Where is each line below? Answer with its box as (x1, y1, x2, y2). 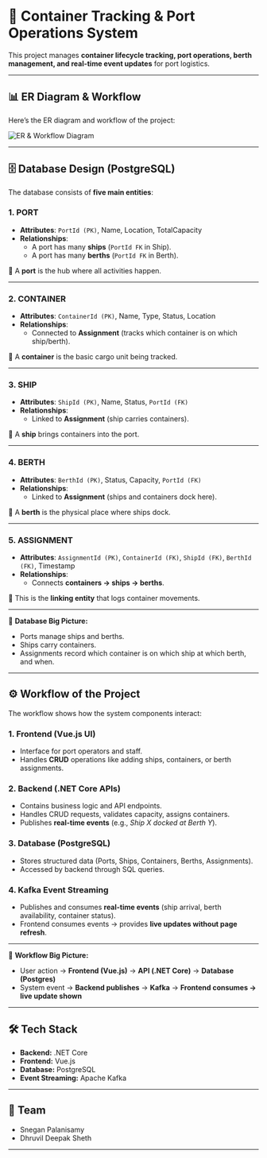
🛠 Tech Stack (8, 1023, 78, 1036)
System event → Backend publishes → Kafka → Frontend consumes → (19, 983, 257, 993)
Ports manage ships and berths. (19, 632, 125, 641)
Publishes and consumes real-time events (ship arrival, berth (19, 902, 222, 912)
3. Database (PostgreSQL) (8, 838, 111, 849)
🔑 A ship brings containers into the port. (8, 429, 140, 440)
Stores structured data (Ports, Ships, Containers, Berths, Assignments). (19, 856, 253, 866)
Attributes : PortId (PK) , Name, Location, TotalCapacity (19, 225, 203, 234)
